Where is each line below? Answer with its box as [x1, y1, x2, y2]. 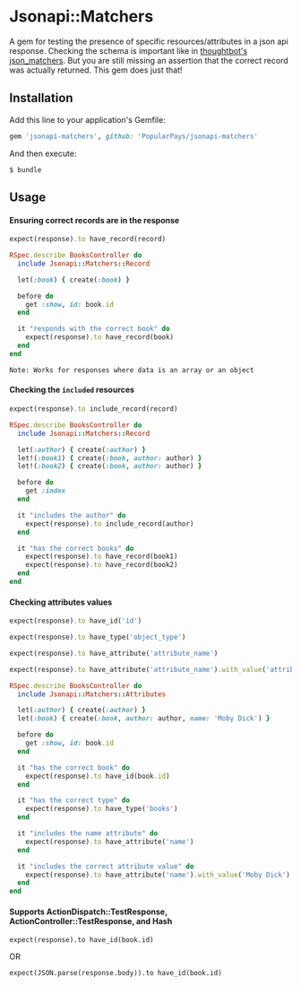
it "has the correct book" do [17, 763, 130, 772]
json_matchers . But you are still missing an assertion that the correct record [9, 55, 288, 65]
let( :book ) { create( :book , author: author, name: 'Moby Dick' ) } [17, 714, 271, 723]
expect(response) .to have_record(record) [9, 235, 167, 244]
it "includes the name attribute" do [17, 829, 159, 838]
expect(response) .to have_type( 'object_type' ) [9, 633, 186, 641]
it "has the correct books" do [17, 544, 134, 553]
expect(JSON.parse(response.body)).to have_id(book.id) [9, 969, 222, 978]
